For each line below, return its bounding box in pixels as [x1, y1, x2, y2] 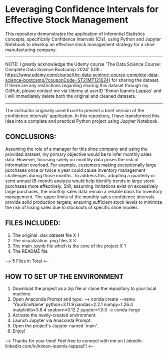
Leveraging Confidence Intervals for [5, 4, 159, 15]
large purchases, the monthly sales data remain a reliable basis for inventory [5, 188, 162, 194]
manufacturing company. [5, 47, 57, 53]
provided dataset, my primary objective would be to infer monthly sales [5, 151, 152, 157]
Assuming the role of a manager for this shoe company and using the [5, 146, 148, 152]
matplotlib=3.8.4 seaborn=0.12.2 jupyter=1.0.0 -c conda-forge [12, 307, 140, 313]
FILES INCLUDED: [5, 219, 61, 227]
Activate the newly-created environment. [12, 312, 97, 318]
